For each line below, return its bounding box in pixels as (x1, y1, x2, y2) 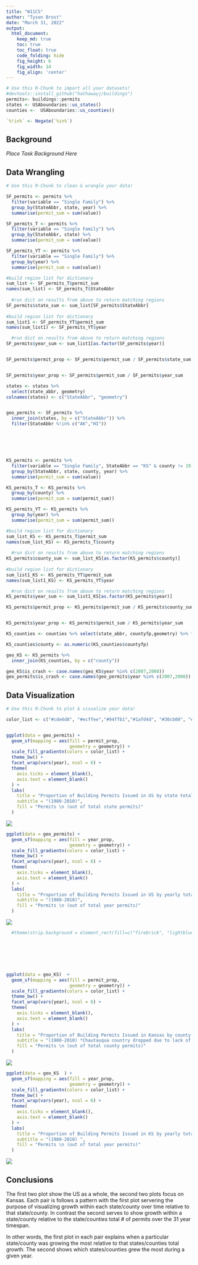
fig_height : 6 (16, 58, 51, 64)
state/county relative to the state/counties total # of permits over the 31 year (6, 1216, 191, 1222)
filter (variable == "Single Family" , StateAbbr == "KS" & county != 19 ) (11, 462, 194, 469)
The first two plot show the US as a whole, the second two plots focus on (6, 1190, 184, 1198)
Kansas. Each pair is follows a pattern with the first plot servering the (6, 1197, 174, 1203)
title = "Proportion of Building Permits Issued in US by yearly (16, 891, 181, 898)
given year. (6, 1252, 34, 1259)
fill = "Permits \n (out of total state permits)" (16, 804, 144, 810)
